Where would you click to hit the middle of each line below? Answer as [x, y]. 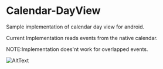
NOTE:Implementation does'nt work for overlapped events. [77, 49]
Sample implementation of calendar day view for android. [75, 27]
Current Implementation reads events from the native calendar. [82, 38]
